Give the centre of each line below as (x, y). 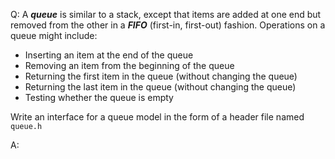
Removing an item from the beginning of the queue (129, 65)
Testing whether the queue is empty (99, 97)
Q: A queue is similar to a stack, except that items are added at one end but (166, 14)
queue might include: (54, 35)
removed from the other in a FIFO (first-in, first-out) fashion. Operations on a (168, 25)
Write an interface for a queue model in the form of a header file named (157, 117)
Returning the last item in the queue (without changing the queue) (160, 87)
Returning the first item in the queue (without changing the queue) (161, 76)
